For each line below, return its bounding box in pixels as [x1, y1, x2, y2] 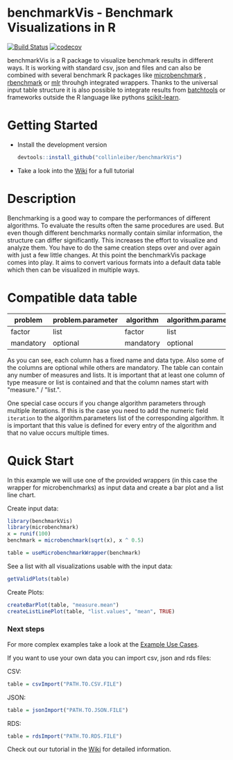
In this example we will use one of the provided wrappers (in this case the [7, 476, 218, 484]
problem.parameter [53, 315, 119, 325]
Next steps [7, 624, 45, 634]
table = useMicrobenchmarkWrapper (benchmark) [7, 549, 141, 557]
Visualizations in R [7, 19, 116, 35]
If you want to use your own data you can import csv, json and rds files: [7, 654, 212, 662]
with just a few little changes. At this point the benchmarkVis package [7, 250, 207, 259]
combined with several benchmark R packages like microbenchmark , [7, 71, 207, 79]
